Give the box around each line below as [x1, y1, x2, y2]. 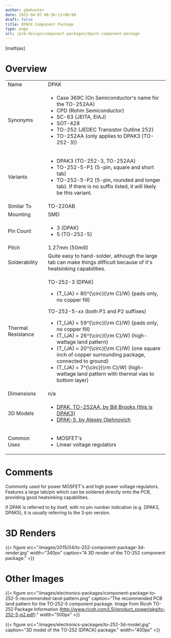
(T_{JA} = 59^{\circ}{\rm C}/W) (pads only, [56, 319, 159, 326]
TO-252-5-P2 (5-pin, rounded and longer [56, 176, 161, 184]
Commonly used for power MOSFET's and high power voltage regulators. [5, 483, 159, 490]
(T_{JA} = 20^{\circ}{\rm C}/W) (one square [56, 345, 161, 352]
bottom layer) [56, 376, 89, 384]
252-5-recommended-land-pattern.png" [5, 595, 91, 601]
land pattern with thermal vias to [77, 370, 154, 377]
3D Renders [5, 527, 56, 539]
